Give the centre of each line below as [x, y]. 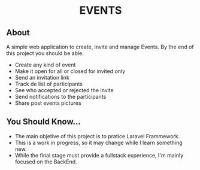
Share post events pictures [48, 103]
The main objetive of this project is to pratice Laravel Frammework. [97, 136]
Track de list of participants [49, 84]
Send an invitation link [42, 78]
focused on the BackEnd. [46, 162]
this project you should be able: [45, 53]
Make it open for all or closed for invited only [70, 71]
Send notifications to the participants [60, 97]
